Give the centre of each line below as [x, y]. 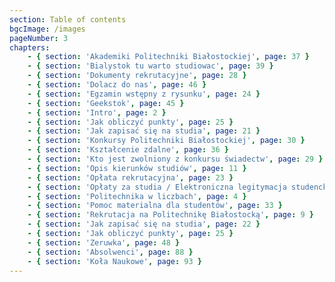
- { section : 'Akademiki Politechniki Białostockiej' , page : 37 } [168, 57]
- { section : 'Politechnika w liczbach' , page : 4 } [137, 196]
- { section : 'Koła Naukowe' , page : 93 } [115, 261]
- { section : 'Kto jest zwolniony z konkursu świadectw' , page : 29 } [175, 159]
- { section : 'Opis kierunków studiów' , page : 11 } [137, 168]
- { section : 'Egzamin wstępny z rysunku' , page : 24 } [144, 94]
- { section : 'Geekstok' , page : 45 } [106, 103]
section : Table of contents [68, 19]
